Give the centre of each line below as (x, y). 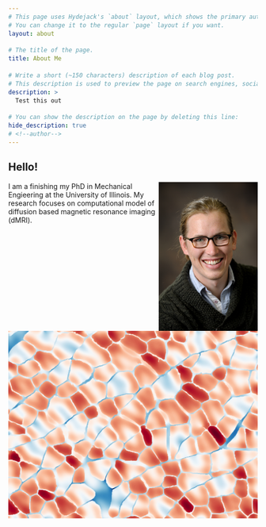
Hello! (23, 167)
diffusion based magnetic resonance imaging (82, 211)
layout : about (32, 33)
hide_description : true (47, 126)
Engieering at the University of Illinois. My (76, 194)
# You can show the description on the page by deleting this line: (123, 117)
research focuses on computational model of (82, 203)
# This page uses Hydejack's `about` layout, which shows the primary (127, 17)
